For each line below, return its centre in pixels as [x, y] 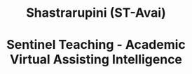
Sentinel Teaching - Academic [96, 45]
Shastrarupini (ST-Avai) [96, 13]
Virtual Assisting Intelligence [96, 60]
